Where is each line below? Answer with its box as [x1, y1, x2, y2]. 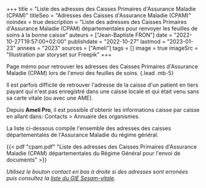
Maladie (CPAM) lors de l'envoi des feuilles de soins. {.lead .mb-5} [6, 69, 174, 76]
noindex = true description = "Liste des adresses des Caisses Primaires [6, 18, 187, 25]
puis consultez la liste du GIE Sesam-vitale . [6, 174, 116, 182]
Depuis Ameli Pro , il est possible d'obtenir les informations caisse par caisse [6, 106, 200, 113]
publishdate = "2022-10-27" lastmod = [67, 38, 166, 45]
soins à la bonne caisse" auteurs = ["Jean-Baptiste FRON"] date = [6, 31, 173, 39]
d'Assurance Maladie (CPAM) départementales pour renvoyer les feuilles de [6, 25, 198, 32]
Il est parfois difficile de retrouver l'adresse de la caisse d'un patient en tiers [6, 81, 199, 88]
